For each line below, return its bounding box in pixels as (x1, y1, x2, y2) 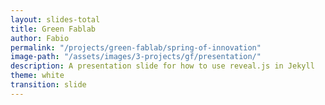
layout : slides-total (10, 14, 101, 25)
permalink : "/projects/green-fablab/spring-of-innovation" (10, 42, 262, 53)
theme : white (10, 71, 65, 81)
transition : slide (10, 80, 87, 90)
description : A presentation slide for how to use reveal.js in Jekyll (10, 61, 315, 71)
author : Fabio (10, 33, 70, 43)
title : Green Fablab (10, 24, 97, 34)
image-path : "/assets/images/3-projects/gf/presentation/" (10, 52, 262, 62)
